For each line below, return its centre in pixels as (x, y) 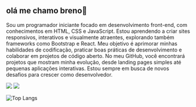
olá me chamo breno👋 (47, 11)
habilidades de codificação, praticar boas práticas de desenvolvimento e (94, 50)
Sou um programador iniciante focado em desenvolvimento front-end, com (97, 25)
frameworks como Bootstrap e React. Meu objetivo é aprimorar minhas (92, 43)
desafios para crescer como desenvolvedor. (59, 74)
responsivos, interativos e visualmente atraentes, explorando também (90, 37)
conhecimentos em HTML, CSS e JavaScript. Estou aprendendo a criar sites (98, 31)
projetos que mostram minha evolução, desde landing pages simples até (94, 62)
